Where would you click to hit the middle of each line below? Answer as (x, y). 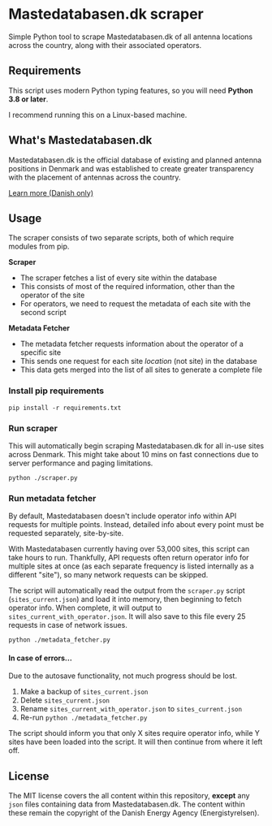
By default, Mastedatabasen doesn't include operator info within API (123, 516)
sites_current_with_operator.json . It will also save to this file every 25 (127, 616)
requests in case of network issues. (68, 625)
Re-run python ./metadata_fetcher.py (84, 718)
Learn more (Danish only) (51, 192)
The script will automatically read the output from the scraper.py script (127, 590)
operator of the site (52, 295)
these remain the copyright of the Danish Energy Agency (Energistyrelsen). (134, 813)
